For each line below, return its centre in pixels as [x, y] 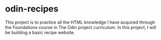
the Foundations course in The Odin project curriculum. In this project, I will [81, 27]
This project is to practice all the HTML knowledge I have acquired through [80, 22]
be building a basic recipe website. [40, 32]
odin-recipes [32, 9]
